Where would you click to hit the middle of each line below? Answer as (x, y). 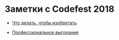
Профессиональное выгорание (45, 32)
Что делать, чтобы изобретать (44, 23)
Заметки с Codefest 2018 (59, 9)
